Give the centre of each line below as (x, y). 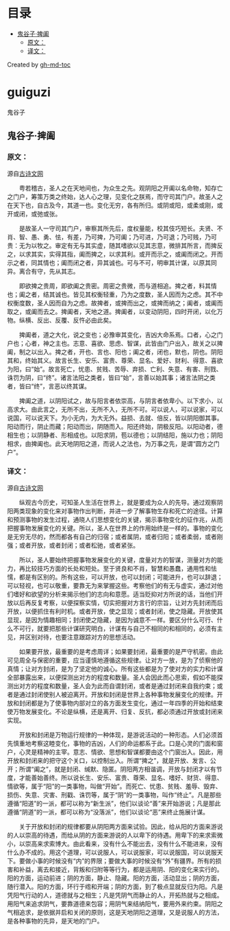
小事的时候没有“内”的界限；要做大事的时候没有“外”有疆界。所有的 (123, 860)
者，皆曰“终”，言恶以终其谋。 (49, 386)
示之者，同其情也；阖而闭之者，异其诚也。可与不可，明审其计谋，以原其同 (112, 262)
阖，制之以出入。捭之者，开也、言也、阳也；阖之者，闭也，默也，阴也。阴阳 (115, 352)
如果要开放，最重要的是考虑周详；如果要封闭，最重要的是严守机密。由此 (121, 651)
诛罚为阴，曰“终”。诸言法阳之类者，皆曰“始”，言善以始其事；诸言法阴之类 (111, 377)
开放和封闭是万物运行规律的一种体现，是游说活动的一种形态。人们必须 (118, 735)
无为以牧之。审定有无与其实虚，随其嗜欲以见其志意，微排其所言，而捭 (118, 245)
